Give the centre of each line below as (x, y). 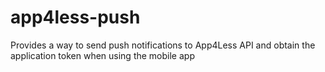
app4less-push (75, 17)
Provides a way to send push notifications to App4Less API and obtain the (163, 45)
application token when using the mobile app (102, 55)
